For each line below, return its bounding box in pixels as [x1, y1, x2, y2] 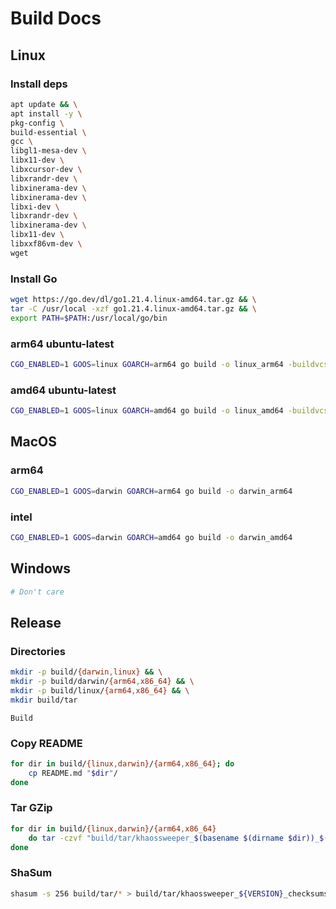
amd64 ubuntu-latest [10, 383, 117, 397]
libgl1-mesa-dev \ [10, 146, 87, 156]
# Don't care [10, 587, 65, 597]
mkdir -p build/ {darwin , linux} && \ [10, 667, 163, 677]
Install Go [10, 272, 58, 286]
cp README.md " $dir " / [28, 768, 118, 778]
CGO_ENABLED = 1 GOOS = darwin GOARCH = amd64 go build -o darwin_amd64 [10, 532, 293, 542]
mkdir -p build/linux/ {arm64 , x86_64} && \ [10, 685, 190, 696]
